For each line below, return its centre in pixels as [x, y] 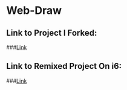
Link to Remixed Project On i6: [64, 66]
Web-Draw [34, 11]
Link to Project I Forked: [52, 33]
